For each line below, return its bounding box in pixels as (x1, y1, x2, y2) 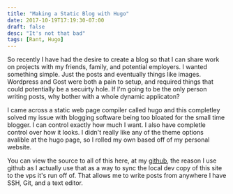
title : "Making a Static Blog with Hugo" (7, 10, 130, 17)
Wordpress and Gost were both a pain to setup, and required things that (7, 77, 214, 86)
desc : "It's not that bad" (7, 29, 86, 37)
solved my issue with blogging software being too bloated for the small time (7, 113, 225, 122)
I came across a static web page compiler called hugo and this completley (7, 106, 220, 114)
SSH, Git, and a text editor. (7, 179, 84, 187)
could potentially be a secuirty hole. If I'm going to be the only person (7, 85, 207, 94)
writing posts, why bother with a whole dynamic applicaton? (7, 92, 180, 101)
